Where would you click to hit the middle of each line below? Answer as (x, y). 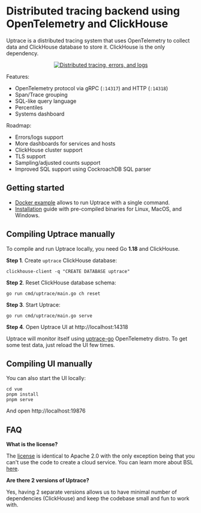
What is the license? (32, 444)
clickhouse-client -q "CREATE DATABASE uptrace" (68, 271)
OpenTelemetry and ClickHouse (87, 24)
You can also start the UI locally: (46, 378)
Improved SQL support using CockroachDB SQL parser (83, 169)
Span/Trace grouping (41, 94)
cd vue (14, 389)
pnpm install (22, 395)
